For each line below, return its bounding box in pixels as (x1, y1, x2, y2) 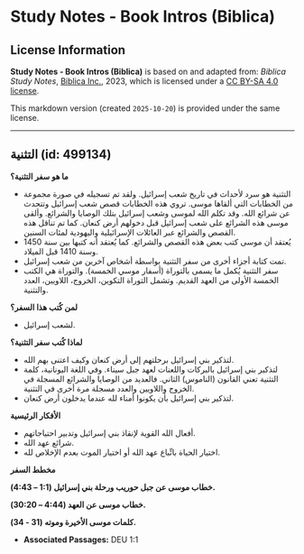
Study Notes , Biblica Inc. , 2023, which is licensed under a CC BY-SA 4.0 (10, 76, 279, 87)
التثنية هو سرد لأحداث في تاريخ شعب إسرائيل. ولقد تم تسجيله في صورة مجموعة (23, 188, 291, 199)
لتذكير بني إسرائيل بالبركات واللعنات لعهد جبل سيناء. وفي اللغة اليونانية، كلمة (23, 364, 279, 374)
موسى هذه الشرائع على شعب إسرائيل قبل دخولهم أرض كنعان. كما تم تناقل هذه (23, 217, 290, 227)
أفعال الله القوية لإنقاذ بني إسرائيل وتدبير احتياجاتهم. (23, 427, 197, 439)
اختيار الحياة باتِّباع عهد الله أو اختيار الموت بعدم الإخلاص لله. (23, 447, 220, 457)
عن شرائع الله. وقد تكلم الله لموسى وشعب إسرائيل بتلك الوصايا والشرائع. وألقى (23, 208, 291, 218)
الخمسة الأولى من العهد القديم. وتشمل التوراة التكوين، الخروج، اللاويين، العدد (23, 274, 279, 285)
